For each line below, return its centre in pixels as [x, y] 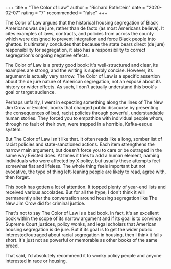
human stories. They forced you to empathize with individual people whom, [84, 118]
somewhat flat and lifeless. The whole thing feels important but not [76, 166]
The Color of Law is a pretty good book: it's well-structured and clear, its [82, 65]
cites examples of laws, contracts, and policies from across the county [80, 33]
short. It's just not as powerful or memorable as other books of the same [81, 240]
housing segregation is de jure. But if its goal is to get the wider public [79, 229]
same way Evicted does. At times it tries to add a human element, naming [82, 155]
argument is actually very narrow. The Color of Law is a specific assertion [83, 76]
